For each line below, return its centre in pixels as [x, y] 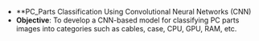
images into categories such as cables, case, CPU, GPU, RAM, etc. [126, 29]
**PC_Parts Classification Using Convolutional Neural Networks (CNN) [134, 12]
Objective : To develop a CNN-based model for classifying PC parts [127, 20]
